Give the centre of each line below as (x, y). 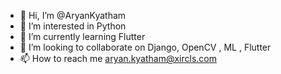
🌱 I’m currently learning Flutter (82, 36)
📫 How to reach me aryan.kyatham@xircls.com (118, 58)
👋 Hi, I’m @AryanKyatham (73, 15)
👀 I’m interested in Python (73, 26)
